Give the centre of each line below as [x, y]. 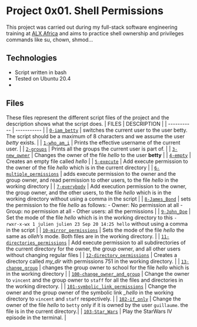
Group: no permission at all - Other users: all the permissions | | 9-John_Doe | [98, 211]
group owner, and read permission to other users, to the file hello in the [92, 180]
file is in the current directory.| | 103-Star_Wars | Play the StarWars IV [89, 311]
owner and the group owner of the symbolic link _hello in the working [90, 292]
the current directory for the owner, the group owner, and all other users [94, 249]
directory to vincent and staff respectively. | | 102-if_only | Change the [94, 299]
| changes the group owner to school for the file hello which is [114, 267]
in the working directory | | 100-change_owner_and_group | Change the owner [98, 273]
